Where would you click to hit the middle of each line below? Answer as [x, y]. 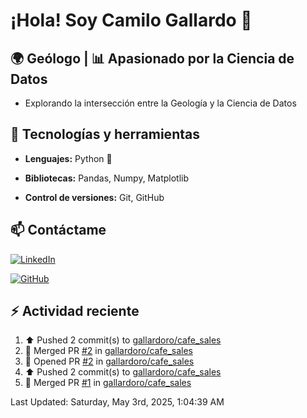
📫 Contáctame [58, 230]
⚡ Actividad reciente [75, 311]
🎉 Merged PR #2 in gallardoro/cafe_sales [108, 351]
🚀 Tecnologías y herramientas [105, 134]
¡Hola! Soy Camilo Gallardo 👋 [131, 20]
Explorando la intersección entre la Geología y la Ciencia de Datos [160, 103]
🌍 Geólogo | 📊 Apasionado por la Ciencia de [152, 58]
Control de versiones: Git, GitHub [94, 197]
